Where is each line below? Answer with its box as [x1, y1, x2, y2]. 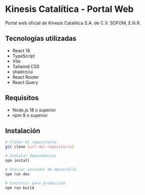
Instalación [5, 126, 41, 135]
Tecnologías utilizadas [5, 34, 76, 43]
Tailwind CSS [12, 63, 40, 69]
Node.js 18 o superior [12, 107, 56, 113]
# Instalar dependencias [5, 153, 57, 159]
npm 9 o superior [12, 112, 48, 118]
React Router [12, 74, 39, 80]
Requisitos [5, 94, 39, 102]
